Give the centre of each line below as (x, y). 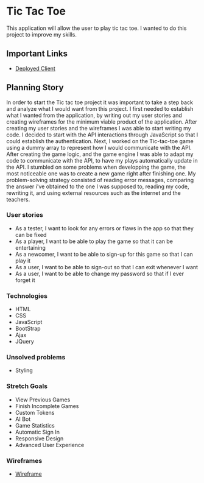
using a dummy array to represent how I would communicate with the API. (99, 147)
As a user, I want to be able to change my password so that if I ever (100, 273)
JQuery (25, 342)
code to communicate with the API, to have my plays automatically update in (102, 160)
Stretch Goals (27, 386)
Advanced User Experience (50, 445)
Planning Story (35, 87)
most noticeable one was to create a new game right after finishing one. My (101, 173)
